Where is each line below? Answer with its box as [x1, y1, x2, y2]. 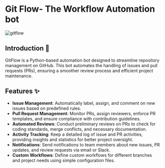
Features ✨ [5, 87, 40, 96]
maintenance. [5, 72, 33, 79]
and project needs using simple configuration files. [12, 157, 115, 163]
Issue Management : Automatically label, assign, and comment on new [12, 100, 156, 106]
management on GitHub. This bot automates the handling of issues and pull [5, 62, 158, 68]
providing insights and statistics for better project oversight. [12, 136, 134, 143]
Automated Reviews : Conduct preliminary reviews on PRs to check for [12, 121, 156, 127]
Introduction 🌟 [5, 44, 50, 52]
